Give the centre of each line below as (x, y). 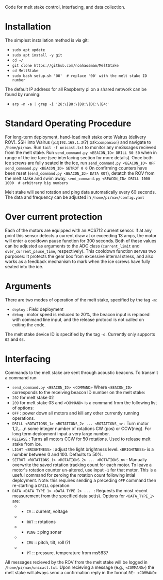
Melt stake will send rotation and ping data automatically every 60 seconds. (81, 192)
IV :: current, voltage (47, 511)
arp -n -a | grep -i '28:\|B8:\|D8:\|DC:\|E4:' (61, 104)
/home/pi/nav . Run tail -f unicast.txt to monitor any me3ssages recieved (81, 147)
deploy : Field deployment (38, 309)
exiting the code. (29, 325)
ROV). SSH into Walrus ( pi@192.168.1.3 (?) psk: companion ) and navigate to (78, 142)
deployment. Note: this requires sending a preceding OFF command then (84, 480)
